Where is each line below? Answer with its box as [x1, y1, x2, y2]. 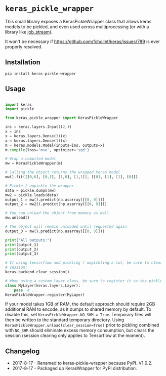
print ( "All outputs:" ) [5, 238, 52, 243]
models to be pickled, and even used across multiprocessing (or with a [5, 24, 149, 30]
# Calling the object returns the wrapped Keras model [5, 170, 121, 175]
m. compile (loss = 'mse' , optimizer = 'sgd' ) [5, 147, 90, 152]
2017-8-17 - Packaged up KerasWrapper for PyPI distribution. [12, 365, 137, 372]
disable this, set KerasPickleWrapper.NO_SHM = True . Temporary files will [5, 312, 152, 318]
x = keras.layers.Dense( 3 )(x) [5, 133, 68, 138]
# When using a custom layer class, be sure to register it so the [5, 278, 147, 283]
